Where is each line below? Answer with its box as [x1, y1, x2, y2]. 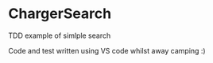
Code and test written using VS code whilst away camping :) [8, 46, 206, 55]
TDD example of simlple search [8, 31, 111, 40]
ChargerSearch [8, 5, 112, 23]
